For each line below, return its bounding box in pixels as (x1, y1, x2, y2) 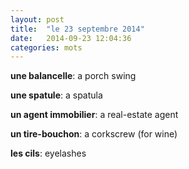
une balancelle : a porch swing (10, 70, 137, 82)
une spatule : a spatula (10, 89, 103, 101)
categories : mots (10, 42, 83, 53)
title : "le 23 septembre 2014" (10, 24, 145, 34)
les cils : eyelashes (10, 147, 87, 160)
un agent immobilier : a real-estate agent (10, 109, 179, 121)
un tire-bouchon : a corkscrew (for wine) (10, 128, 178, 140)
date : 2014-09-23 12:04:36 (10, 33, 132, 43)
